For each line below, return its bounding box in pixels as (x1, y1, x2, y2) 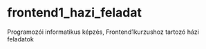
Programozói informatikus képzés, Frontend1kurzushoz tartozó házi (7, 28, 199, 36)
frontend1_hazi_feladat (7, 5, 142, 21)
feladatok (7, 35, 35, 43)
